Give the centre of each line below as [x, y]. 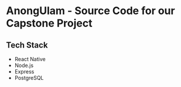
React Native [30, 59]
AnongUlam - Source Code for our [90, 11]
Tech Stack [27, 45]
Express [24, 71]
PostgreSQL [29, 78]
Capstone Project [49, 23]
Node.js [24, 65]
